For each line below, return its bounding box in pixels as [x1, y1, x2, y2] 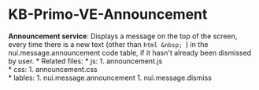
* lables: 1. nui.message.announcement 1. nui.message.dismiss [8, 73, 213, 82]
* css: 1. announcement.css [8, 64, 98, 74]
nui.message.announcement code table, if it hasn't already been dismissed [8, 48, 252, 57]
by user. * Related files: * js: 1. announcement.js [8, 56, 163, 66]
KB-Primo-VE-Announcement [8, 5, 208, 23]
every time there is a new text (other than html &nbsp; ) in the [8, 39, 209, 49]
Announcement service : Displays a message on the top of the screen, [8, 31, 238, 41]
